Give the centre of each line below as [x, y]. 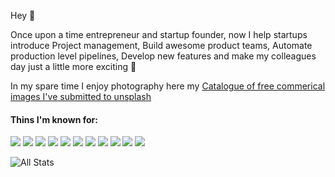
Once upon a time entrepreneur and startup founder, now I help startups [159, 34]
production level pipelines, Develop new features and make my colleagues [163, 56]
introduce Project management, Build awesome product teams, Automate [161, 45]
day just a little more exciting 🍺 [73, 66]
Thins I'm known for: [54, 119]
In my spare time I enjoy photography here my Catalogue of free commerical [168, 86]
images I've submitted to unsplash [81, 96]
